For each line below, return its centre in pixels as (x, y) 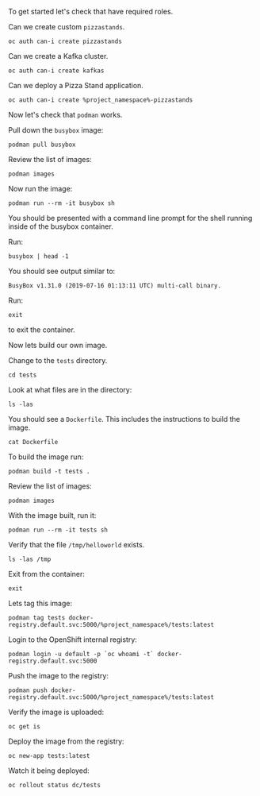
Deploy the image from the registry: (66, 741)
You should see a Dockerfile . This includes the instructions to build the (124, 419)
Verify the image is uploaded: (56, 712)
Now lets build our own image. (58, 345)
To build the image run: (46, 457)
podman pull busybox (42, 145)
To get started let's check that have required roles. (91, 12)
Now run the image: (40, 189)
